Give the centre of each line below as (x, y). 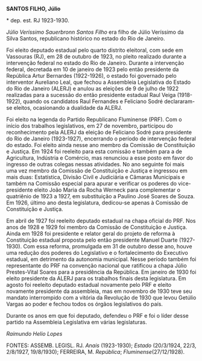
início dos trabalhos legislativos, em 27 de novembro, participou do (90, 126)
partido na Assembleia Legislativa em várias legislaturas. (77, 322)
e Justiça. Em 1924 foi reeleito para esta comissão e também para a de (94, 151)
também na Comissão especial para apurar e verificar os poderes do (91, 184)
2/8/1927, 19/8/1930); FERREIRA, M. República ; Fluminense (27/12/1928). (96, 352)
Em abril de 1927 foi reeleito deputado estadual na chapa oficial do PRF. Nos (101, 221)
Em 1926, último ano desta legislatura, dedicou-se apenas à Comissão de (97, 202)
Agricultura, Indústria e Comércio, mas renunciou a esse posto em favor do (99, 158)
